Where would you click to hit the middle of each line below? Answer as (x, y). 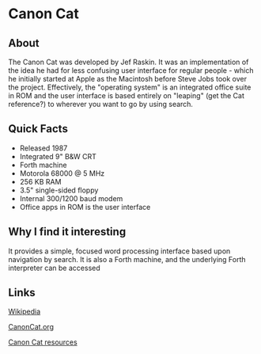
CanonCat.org (31, 327)
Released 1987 (43, 148)
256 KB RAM (40, 181)
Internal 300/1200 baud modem (71, 198)
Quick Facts (38, 129)
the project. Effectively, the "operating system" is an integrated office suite (130, 87)
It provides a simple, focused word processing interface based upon (119, 251)
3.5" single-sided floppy (59, 190)
